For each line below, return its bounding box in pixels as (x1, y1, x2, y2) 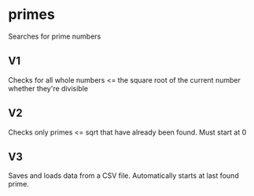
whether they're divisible (8, 83, 89, 93)
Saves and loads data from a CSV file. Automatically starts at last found (8, 171, 239, 180)
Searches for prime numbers (8, 31, 101, 41)
